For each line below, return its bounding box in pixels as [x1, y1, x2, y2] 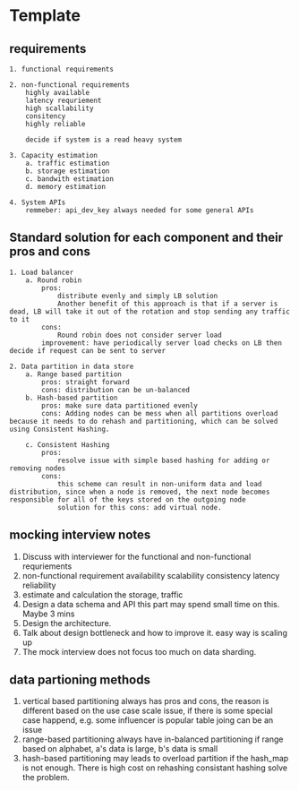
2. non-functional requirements [9, 81, 130, 90]
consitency [25, 112, 66, 121]
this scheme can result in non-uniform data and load [56, 479, 262, 488]
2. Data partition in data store [9, 362, 134, 371]
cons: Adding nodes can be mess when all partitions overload [41, 408, 278, 417]
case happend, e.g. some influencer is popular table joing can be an [21, 715, 274, 726]
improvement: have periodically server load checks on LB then [41, 338, 282, 348]
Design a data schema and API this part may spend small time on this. [21, 598, 280, 609]
